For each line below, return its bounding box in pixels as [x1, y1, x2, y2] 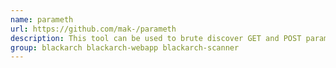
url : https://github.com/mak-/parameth [10, 24, 177, 34]
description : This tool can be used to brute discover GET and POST [10, 33, 302, 43]
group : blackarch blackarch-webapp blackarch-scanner [10, 42, 240, 53]
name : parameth [10, 14, 74, 25]
